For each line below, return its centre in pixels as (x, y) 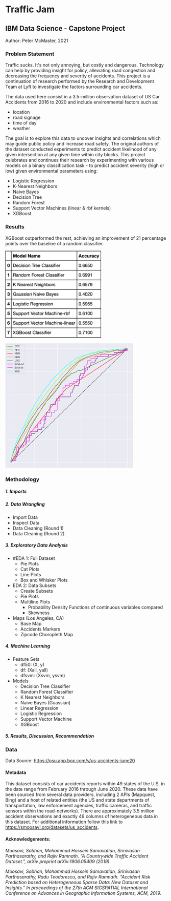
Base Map (31, 623)
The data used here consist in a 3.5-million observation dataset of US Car (82, 97)
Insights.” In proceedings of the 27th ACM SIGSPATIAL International (77, 888)
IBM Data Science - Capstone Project (65, 28)
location (21, 112)
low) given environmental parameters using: (52, 171)
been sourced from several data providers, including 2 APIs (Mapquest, (80, 794)
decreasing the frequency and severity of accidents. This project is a (78, 76)
